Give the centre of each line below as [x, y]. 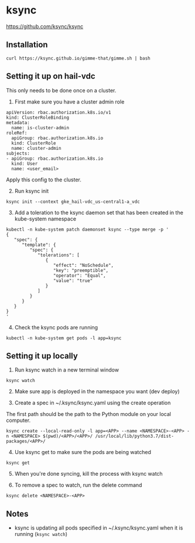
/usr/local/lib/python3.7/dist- [135, 437]
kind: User [25, 164]
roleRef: [17, 133]
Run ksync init [32, 191]
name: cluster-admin [36, 148]
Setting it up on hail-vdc [51, 76]
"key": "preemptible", [81, 270]
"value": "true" [73, 281]
